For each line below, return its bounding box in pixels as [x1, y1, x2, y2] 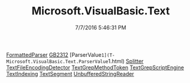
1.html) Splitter [108, 57, 144, 64]
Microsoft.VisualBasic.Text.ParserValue [6, 59, 109, 64]
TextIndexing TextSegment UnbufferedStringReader [6, 70, 134, 77]
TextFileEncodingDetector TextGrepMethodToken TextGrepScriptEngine [6, 64, 185, 71]
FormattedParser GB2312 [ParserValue [6, 51, 102, 58]
